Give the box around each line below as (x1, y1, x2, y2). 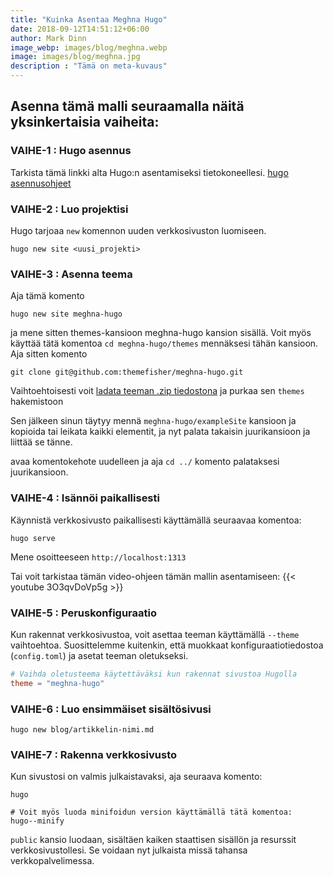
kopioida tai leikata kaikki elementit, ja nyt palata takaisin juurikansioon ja (10, 426, 311, 438)
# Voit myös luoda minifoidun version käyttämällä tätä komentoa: (10, 807, 293, 818)
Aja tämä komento (10, 290, 85, 302)
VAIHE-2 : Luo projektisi (10, 202, 129, 216)
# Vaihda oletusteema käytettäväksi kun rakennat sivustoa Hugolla (10, 669, 298, 679)
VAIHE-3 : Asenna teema (10, 267, 133, 281)
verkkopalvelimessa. (10, 855, 95, 867)
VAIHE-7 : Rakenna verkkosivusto (10, 747, 178, 761)
